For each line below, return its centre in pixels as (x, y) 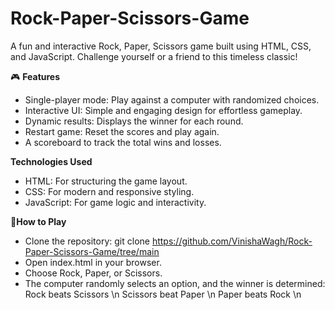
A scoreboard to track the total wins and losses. (123, 142)
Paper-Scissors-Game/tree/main (92, 251)
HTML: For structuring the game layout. (106, 181)
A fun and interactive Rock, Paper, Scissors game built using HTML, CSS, (161, 46)
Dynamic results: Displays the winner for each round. (134, 121)
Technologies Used (51, 161)
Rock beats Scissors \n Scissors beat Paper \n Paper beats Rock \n (163, 294)
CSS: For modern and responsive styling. (109, 191)
